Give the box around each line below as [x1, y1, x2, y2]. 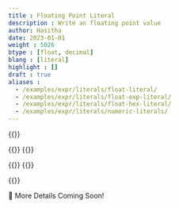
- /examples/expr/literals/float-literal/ [15, 85, 158, 94]
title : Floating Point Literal [8, 11, 115, 20]
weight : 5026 [8, 41, 55, 49]
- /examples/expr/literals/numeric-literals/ [15, 108, 169, 116]
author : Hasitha [8, 26, 62, 34]
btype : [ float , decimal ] [8, 48, 93, 56]
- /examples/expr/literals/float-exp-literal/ [15, 93, 172, 101]
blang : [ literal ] [8, 56, 69, 64]
